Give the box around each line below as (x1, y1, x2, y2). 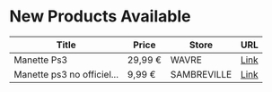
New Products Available (9, 6, 191, 27)
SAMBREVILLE (170, 68, 233, 80)
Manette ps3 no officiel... (13, 68, 119, 80)
